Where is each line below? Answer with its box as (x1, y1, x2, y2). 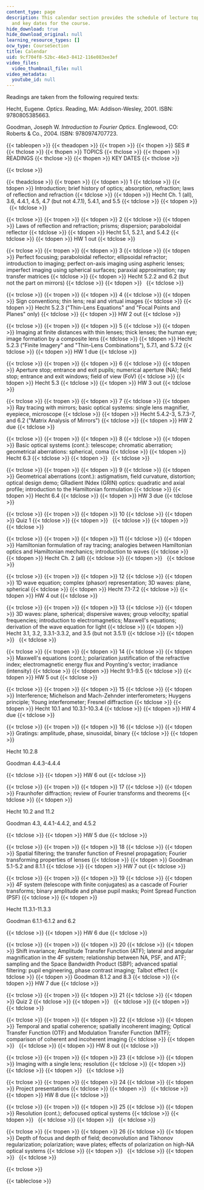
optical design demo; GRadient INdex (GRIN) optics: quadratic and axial (6, 479, 185, 486)
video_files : (6, 60, 39, 66)
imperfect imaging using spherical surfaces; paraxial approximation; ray (6, 266, 186, 274)
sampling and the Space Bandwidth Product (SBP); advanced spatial (6, 960, 178, 967)
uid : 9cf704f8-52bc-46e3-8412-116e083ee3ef (6, 54, 118, 60)
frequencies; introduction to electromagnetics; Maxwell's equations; (6, 617, 177, 624)
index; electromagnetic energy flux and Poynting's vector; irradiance (6, 661, 178, 668)
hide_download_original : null (6, 32, 83, 38)
